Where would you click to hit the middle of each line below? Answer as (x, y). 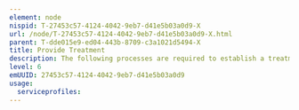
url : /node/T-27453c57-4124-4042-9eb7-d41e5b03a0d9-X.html (121, 34)
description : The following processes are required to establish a (137, 59)
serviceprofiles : (49, 91)
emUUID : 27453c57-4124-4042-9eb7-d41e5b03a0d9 (97, 75)
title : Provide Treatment (57, 51)
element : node (36, 17)
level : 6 (25, 67)
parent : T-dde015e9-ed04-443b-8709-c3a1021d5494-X (105, 42)
